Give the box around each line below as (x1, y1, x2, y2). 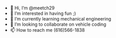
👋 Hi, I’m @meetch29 (10, 5, 55, 11)
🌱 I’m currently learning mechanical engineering (10, 16, 111, 22)
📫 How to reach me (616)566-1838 (10, 27, 85, 33)
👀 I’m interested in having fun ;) (10, 10, 76, 16)
